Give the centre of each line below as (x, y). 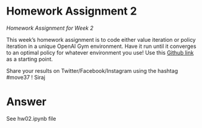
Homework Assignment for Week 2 (50, 28)
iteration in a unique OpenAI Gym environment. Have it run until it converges (101, 46)
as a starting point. (30, 59)
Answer (26, 102)
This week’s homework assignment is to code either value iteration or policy (101, 39)
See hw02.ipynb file (31, 118)
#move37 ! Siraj (26, 77)
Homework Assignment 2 (72, 11)
